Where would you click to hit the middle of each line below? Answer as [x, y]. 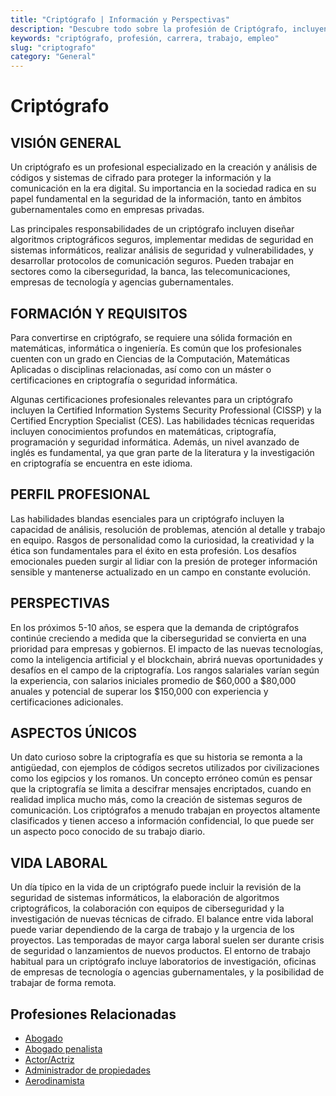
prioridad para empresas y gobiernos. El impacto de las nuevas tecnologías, [167, 648]
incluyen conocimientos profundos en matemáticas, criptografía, [143, 431]
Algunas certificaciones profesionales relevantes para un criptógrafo [151, 399]
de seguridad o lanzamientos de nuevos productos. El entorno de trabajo [160, 951]
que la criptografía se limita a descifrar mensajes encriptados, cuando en [161, 789]
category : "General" [53, 57]
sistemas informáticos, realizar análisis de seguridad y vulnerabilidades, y [162, 250]
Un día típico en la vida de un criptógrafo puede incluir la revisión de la [156, 887]
